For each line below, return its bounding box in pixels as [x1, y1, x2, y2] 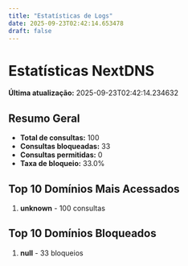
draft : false [8, 27, 52, 35]
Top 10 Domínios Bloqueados [8, 227, 157, 240]
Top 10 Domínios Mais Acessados [8, 182, 180, 196]
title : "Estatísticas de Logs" [8, 11, 113, 20]
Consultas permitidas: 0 [19, 150, 103, 160]
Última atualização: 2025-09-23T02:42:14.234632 [8, 88, 179, 98]
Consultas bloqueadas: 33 [19, 142, 111, 152]
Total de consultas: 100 [19, 133, 100, 143]
